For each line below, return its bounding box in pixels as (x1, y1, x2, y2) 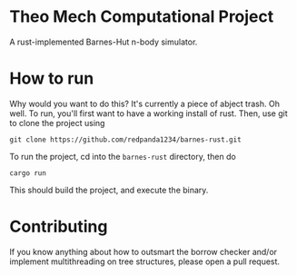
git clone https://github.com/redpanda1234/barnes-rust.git (9, 134, 243, 144)
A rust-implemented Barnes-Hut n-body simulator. (9, 36, 198, 47)
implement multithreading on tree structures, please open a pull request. (9, 256, 280, 267)
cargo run (9, 168, 47, 178)
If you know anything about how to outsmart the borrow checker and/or (9, 246, 278, 257)
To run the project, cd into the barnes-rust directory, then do (9, 151, 236, 162)
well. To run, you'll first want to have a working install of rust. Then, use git (9, 107, 288, 119)
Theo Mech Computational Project (9, 6, 274, 27)
